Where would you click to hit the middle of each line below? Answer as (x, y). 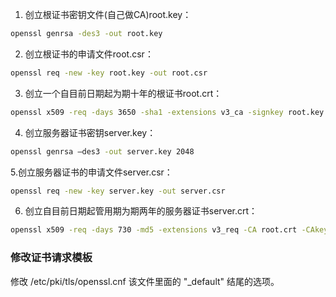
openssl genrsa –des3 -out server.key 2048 (102, 151)
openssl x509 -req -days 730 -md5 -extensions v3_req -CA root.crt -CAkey (169, 230)
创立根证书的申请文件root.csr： (89, 54)
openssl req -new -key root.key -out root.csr (109, 73)
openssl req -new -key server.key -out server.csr (118, 191)
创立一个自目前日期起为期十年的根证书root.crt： (123, 93)
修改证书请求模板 (51, 258)
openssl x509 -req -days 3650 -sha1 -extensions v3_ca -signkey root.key (167, 112)
